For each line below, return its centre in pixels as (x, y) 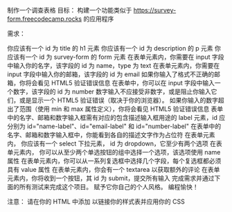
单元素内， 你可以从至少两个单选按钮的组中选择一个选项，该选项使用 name (114, 152)
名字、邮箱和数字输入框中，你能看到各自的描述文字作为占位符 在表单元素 (111, 135)
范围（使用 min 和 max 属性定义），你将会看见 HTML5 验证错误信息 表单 (121, 109)
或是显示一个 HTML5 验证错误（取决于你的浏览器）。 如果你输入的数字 (119, 100)
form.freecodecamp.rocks (44, 19)
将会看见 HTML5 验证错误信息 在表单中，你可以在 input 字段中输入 (120, 83)
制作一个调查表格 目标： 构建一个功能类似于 (70, 10)
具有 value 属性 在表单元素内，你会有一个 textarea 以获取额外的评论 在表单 (114, 169)
